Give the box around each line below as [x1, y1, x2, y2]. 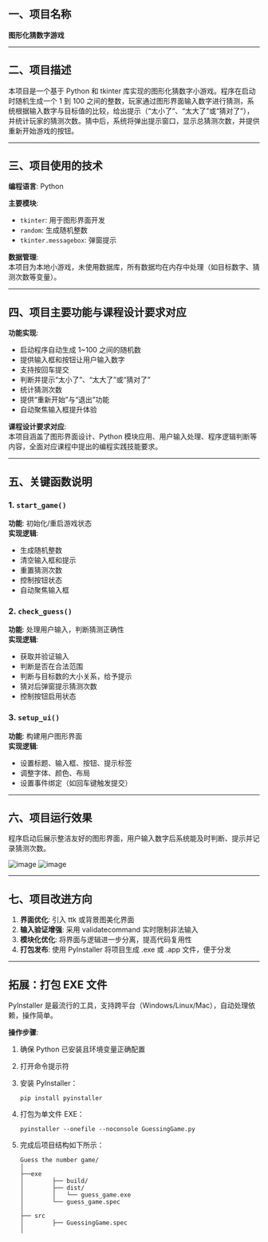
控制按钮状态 [19, 575, 62, 585]
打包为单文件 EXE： [19, 1109, 85, 1118]
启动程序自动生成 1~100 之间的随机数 [19, 345, 141, 355]
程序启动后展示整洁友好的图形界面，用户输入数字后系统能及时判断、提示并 [8, 834, 253, 843]
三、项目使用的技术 [8, 159, 103, 173]
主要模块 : [8, 199, 39, 208]
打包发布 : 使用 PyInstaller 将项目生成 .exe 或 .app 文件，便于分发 [19, 944, 231, 955]
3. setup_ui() [8, 712, 60, 724]
